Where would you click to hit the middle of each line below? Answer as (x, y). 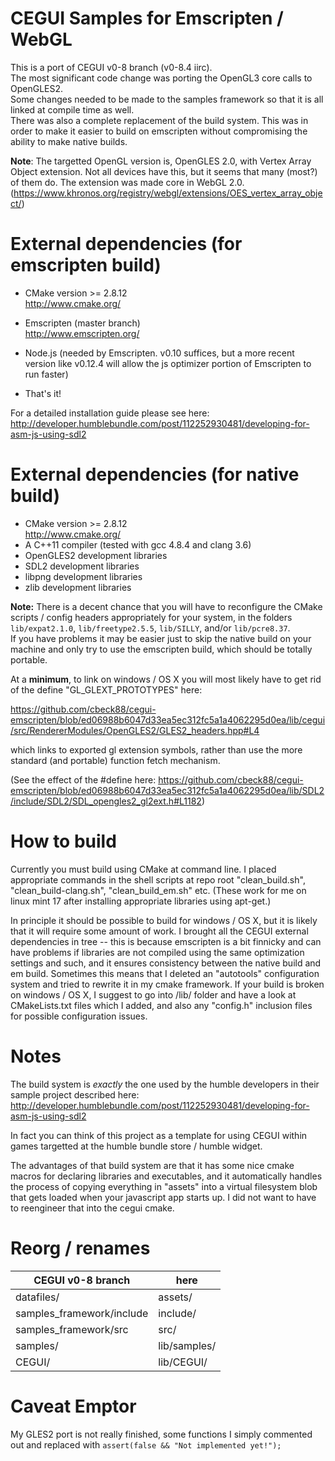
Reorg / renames (80, 1248)
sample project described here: (75, 1094)
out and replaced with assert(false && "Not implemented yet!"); (146, 1444)
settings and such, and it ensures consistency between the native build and (166, 963)
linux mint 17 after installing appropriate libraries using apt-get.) (141, 901)
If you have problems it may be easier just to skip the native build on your (161, 638)
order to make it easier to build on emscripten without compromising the (159, 131)
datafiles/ (37, 1297)
